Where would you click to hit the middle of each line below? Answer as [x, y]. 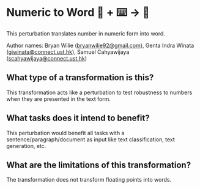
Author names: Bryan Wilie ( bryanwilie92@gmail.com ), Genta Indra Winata [100, 45]
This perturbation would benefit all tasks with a [65, 133]
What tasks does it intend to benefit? [78, 118]
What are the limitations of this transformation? [99, 165]
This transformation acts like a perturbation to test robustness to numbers [99, 92]
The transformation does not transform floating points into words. [89, 180]
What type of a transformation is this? [80, 78]
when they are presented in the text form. [59, 98]
